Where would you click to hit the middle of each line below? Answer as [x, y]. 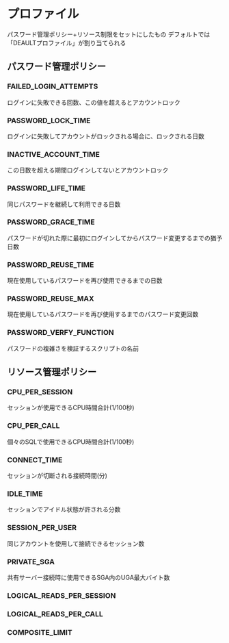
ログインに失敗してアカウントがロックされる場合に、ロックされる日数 [106, 136]
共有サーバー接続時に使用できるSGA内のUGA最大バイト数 [89, 577]
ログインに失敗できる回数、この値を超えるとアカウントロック [94, 102]
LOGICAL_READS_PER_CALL [55, 614]
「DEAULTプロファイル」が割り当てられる [67, 42]
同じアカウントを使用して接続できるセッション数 [76, 543]
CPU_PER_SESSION [40, 392]
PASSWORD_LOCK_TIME [49, 121]
